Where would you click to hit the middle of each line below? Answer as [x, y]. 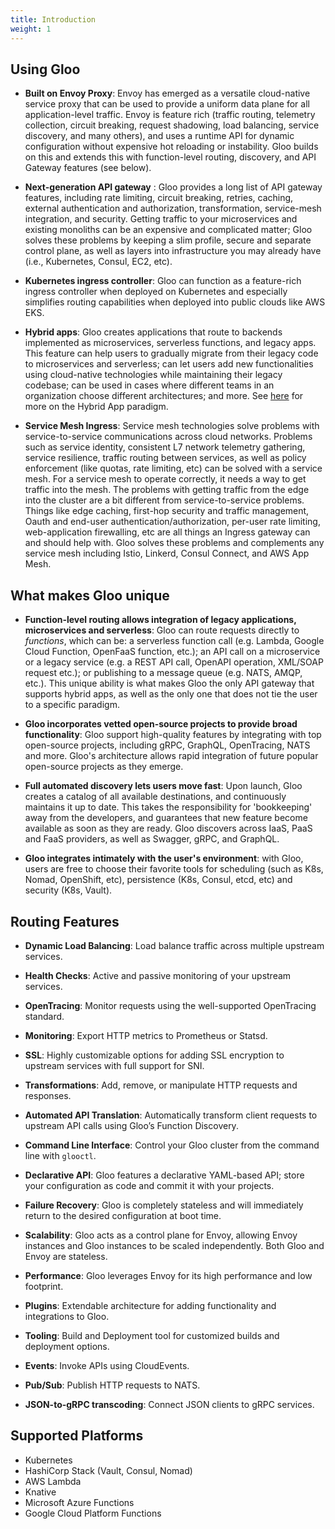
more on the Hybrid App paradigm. [96, 407]
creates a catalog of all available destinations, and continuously [155, 797]
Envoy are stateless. [66, 1256]
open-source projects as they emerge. [104, 767]
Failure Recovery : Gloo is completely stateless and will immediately [164, 1205]
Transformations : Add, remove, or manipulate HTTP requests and [161, 1085]
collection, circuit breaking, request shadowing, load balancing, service [172, 125]
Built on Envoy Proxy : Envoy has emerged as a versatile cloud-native [167, 93]
